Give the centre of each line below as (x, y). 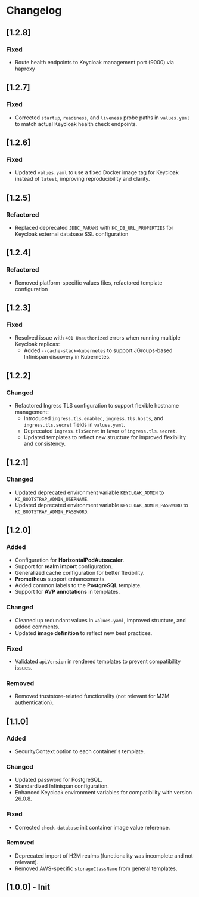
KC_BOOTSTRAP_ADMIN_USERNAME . (52, 498)
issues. (24, 668)
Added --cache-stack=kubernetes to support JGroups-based (98, 350)
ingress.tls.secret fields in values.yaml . (74, 425)
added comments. (37, 627)
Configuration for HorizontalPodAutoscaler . (69, 560)
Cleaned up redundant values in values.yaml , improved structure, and (100, 620)
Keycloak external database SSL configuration (71, 234)
